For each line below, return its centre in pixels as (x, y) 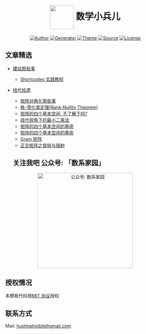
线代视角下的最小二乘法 (45, 120)
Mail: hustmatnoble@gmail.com (38, 326)
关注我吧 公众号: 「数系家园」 (59, 163)
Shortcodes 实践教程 (42, 79)
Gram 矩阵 (31, 139)
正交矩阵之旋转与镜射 (42, 145)
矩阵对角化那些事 (38, 101)
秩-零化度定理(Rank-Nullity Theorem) (59, 107)
